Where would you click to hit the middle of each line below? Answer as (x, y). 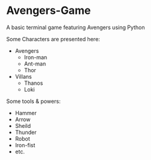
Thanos (34, 83)
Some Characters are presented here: (53, 39)
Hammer (26, 113)
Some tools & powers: (34, 101)
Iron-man (35, 57)
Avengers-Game (49, 11)
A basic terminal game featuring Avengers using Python (75, 27)
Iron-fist (25, 145)
